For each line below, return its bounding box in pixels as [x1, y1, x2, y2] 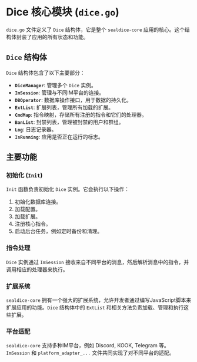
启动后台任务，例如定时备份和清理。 [14, 228, 103, 235]
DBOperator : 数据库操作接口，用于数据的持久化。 [14, 96, 132, 103]
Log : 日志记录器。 [14, 126, 57, 133]
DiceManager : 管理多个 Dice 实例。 [14, 81, 97, 88]
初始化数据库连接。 [14, 198, 62, 205]
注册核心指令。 [14, 221, 51, 228]
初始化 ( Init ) [6, 172, 43, 180]
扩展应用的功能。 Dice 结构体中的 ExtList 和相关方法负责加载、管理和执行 [6, 304, 184, 311]
